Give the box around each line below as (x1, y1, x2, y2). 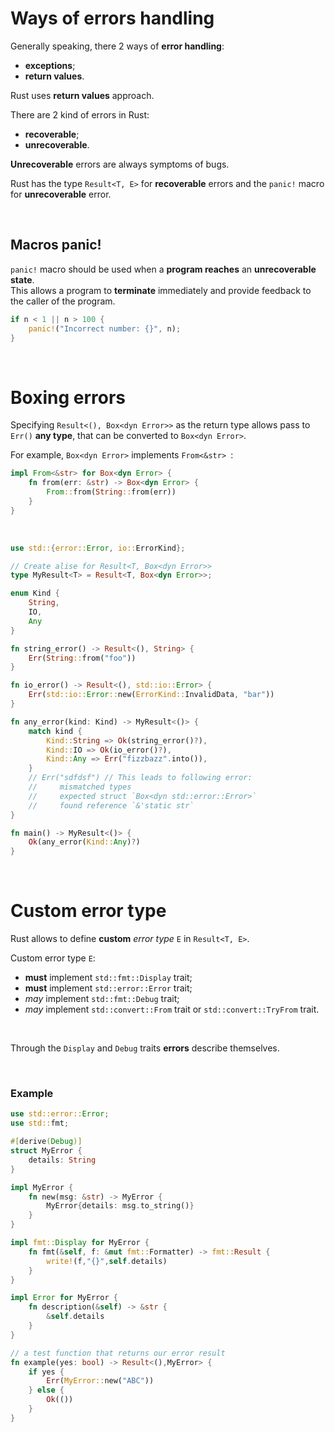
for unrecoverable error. (10, 188, 112, 200)
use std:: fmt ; (10, 1118, 70, 1129)
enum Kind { (10, 588, 60, 599)
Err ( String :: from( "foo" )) (28, 653, 137, 663)
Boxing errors (10, 386, 126, 409)
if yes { (28, 1367, 65, 1377)
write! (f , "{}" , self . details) (46, 1256, 168, 1266)
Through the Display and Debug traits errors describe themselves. (10, 1042, 280, 1054)
